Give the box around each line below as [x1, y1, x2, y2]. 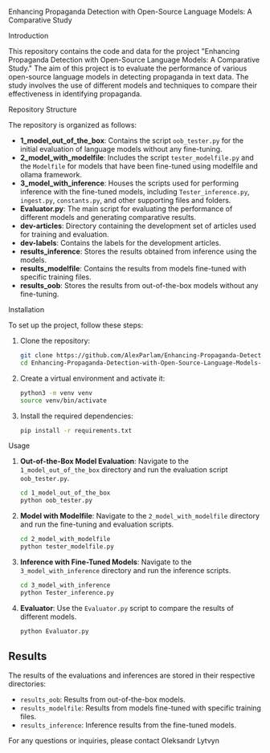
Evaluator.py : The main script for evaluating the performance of [19, 204, 233, 214]
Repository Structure [8, 104, 78, 114]
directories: [8, 679, 47, 689]
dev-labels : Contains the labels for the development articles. [19, 238, 222, 247]
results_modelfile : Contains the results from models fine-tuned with [19, 264, 247, 273]
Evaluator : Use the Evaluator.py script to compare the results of [19, 603, 235, 613]
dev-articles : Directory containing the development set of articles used [19, 221, 257, 230]
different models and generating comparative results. [19, 213, 197, 222]
